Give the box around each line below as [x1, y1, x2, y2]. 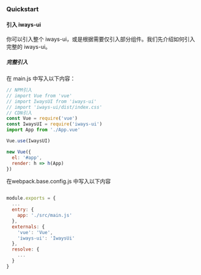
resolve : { [12, 246, 40, 252]
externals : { [12, 224, 45, 230]
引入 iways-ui [6, 21, 42, 28]
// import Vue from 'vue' [6, 92, 72, 99]
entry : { [12, 207, 34, 213]
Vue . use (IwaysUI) [6, 138, 51, 144]
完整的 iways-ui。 [6, 43, 51, 51]
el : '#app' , [12, 155, 43, 161]
